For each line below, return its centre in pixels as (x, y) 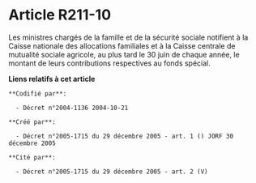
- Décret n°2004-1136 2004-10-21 (72, 108)
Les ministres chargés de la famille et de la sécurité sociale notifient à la (128, 37)
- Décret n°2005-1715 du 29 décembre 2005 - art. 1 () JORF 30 (124, 136)
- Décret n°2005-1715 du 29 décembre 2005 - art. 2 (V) (112, 172)
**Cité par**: (32, 157)
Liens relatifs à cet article (52, 79)
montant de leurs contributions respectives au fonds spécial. (109, 63)
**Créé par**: (32, 122)
